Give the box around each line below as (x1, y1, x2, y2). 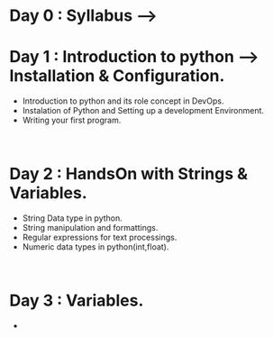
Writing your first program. (22, 114, 122, 126)
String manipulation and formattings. (22, 223, 159, 233)
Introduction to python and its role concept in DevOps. (22, 96, 224, 106)
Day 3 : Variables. (9, 290, 144, 311)
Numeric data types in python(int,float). (22, 241, 169, 252)
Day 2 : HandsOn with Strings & (9, 164, 249, 185)
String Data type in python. (22, 213, 123, 223)
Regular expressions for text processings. (22, 232, 177, 243)
